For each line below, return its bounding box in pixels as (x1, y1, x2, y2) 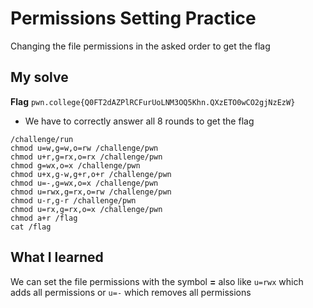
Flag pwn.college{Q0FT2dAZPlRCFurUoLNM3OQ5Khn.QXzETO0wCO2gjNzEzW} (10, 95, 296, 107)
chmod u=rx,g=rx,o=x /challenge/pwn (10, 204, 163, 214)
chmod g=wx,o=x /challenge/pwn (10, 160, 141, 171)
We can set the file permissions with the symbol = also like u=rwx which (10, 275, 304, 287)
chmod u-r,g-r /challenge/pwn (10, 195, 137, 206)
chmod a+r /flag (10, 213, 78, 223)
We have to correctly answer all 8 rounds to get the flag (24, 115, 255, 127)
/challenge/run (10, 134, 74, 144)
